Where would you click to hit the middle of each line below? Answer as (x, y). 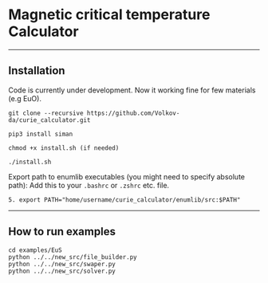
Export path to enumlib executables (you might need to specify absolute (127, 176)
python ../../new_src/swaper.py (62, 264)
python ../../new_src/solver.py (62, 271)
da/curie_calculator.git (49, 120)
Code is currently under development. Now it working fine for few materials (132, 90)
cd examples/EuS (35, 250)
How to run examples (62, 232)
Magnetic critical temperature (109, 15)
